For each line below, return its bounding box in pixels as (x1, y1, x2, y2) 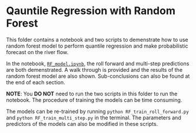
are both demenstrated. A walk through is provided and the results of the (6, 66, 183, 73)
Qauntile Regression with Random (6, 4, 175, 18)
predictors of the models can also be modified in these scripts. (6, 120, 158, 127)
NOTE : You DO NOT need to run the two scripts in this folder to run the (6, 90, 178, 97)
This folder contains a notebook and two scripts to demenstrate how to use (6, 36, 188, 43)
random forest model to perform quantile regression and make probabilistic (6, 42, 188, 49)
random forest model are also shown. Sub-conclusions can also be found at (6, 72, 190, 79)
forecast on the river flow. (6, 48, 69, 55)
